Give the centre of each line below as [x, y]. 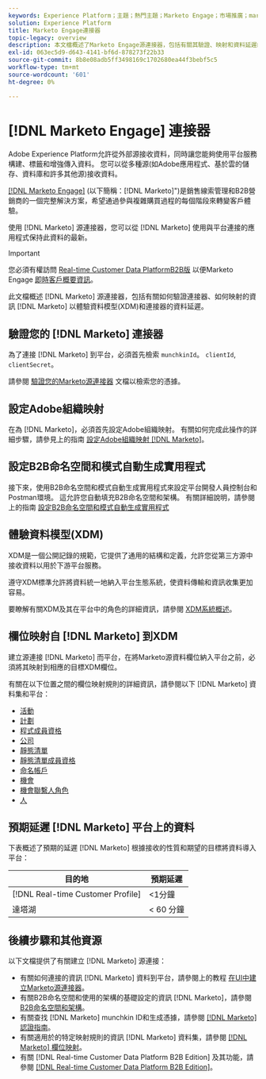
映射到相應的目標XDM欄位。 [75, 667]
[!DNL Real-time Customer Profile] [77, 894]
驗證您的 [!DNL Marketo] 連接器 [86, 334]
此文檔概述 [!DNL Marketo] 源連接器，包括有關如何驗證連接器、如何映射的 [129, 297]
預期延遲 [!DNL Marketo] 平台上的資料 [102, 827]
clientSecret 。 [33, 364]
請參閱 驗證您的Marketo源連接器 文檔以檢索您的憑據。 [97, 381]
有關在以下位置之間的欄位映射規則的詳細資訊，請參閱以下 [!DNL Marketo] [128, 684]
